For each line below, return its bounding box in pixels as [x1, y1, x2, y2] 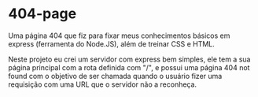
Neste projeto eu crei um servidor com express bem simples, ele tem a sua [8, 54, 251, 64]
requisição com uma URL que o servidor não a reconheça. [8, 80, 197, 89]
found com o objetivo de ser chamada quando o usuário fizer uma [8, 71, 223, 80]
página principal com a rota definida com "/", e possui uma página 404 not [8, 62, 250, 72]
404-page [8, 5, 77, 23]
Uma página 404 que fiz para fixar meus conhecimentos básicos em [8, 31, 230, 40]
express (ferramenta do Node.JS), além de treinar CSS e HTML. [8, 39, 215, 48]
